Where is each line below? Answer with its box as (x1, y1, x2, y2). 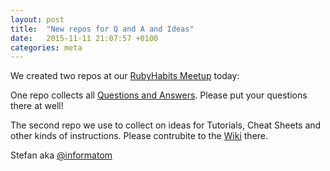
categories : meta (10, 42, 83, 53)
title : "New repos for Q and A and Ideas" (10, 24, 195, 34)
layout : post (10, 14, 65, 25)
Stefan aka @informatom (10, 149, 113, 161)
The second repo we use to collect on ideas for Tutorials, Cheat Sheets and (10, 119, 322, 131)
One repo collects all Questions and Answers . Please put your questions (10, 89, 308, 101)
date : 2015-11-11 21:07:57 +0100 (10, 33, 159, 43)
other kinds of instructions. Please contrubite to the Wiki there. (10, 130, 269, 142)
